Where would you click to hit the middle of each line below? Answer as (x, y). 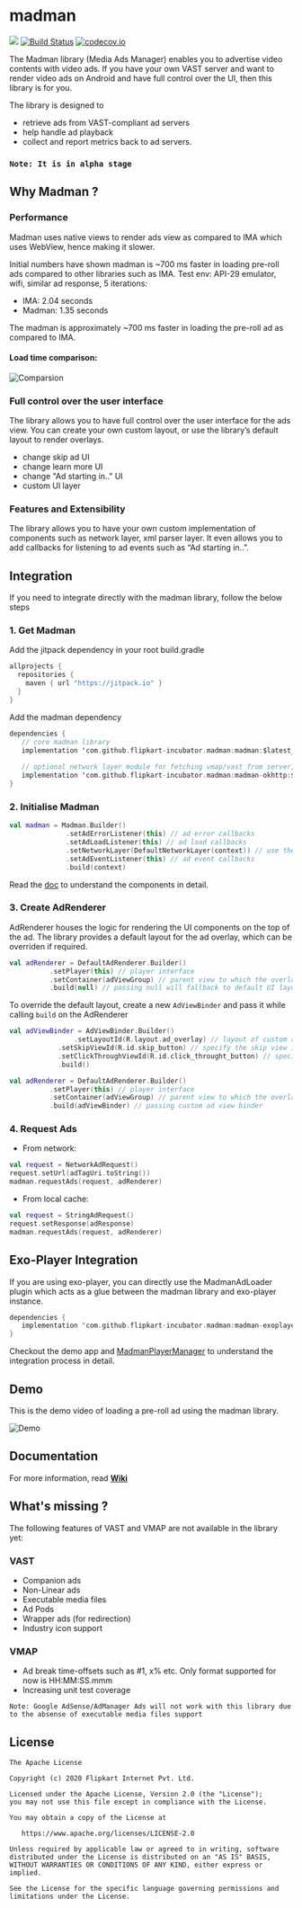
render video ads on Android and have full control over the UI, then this (141, 78)
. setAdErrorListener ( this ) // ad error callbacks (160, 834)
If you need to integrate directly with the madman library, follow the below (146, 598)
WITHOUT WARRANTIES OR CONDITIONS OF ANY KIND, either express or (136, 1865)
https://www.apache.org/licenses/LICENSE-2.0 (108, 1833)
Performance (39, 218)
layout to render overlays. (57, 440)
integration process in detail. (62, 1361)
